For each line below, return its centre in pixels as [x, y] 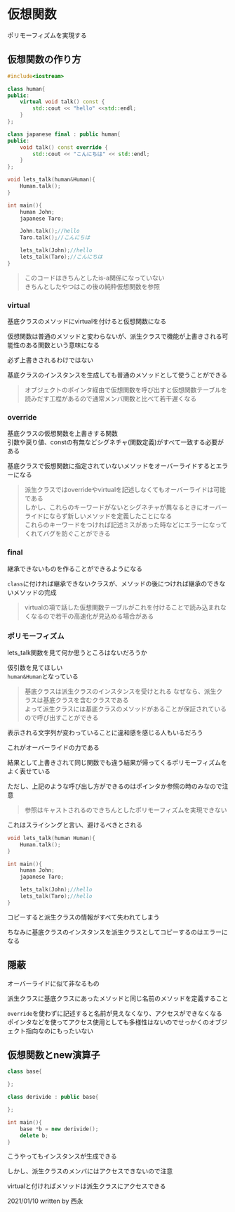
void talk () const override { [64, 147]
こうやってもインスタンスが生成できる [62, 1156]
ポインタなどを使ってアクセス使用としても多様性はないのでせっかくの [108, 1022]
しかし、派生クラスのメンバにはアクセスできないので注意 [90, 1171]
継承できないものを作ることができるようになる [75, 568]
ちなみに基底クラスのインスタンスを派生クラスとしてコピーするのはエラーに [117, 931]
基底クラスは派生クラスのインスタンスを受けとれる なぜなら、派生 [120, 691]
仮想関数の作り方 [44, 59]
